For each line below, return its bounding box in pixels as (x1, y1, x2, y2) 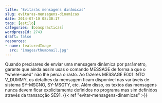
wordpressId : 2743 (5, 30, 42, 34)
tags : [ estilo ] (5, 20, 36, 26)
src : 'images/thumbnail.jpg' (9, 48, 69, 52)
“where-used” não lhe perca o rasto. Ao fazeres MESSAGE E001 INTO (5, 71, 145, 77)
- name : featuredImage (5, 43, 51, 48)
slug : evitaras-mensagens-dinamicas (5, 12, 79, 17)
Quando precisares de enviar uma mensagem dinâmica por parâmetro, (5, 61, 147, 67)
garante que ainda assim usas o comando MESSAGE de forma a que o (5, 66, 146, 72)
